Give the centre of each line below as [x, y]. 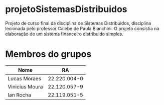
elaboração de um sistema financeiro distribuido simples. [64, 34]
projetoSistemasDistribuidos [66, 9]
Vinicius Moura [25, 86]
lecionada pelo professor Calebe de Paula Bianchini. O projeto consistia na [82, 28]
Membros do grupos [48, 54]
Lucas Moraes [25, 78]
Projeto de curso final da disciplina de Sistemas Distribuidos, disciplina [78, 23]
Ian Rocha [20, 95]
